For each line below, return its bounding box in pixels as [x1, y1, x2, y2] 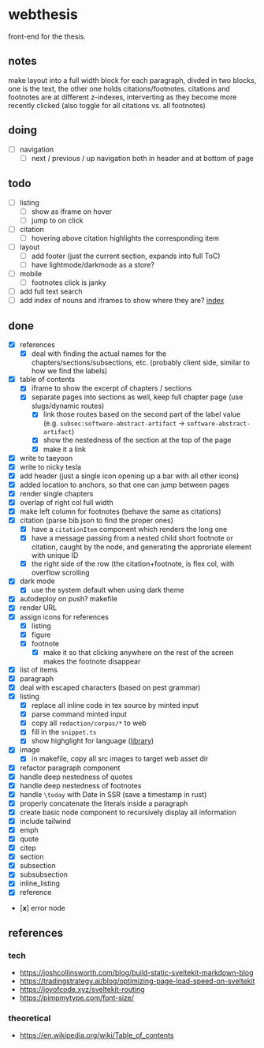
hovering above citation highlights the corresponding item [31, 233, 219, 242]
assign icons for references [19, 612, 109, 621]
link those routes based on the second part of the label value [43, 410, 241, 419]
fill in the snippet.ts [31, 728, 97, 737]
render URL [19, 603, 58, 612]
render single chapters [19, 488, 94, 498]
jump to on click [31, 215, 84, 225]
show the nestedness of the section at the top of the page [43, 436, 232, 445]
